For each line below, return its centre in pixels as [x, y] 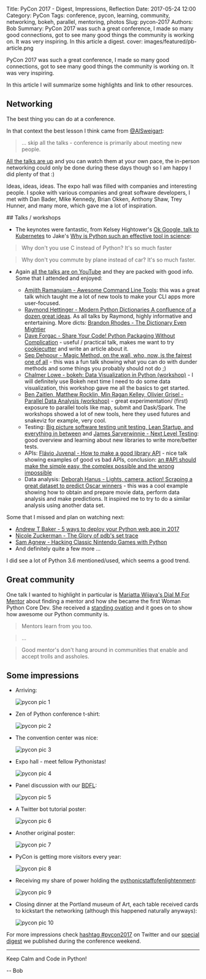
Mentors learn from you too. [57, 626]
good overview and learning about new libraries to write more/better [111, 440]
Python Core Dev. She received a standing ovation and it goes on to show [99, 608]
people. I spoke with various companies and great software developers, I [98, 192]
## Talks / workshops [34, 217]
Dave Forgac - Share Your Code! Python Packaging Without [100, 335]
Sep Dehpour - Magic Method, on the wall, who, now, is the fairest [108, 355]
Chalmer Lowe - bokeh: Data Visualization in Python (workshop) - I [109, 374]
